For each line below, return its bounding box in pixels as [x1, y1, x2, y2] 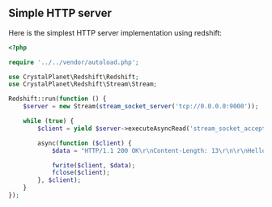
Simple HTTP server [8, 6, 112, 20]
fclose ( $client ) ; [51, 169, 111, 177]
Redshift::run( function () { [8, 95, 107, 103]
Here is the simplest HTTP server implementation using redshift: [8, 27, 223, 37]
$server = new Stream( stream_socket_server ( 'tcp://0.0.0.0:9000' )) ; [23, 103, 259, 111]
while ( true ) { [23, 117, 74, 125]
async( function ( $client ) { [37, 139, 132, 147]
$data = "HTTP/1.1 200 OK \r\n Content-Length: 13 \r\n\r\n [51, 146, 249, 154]
